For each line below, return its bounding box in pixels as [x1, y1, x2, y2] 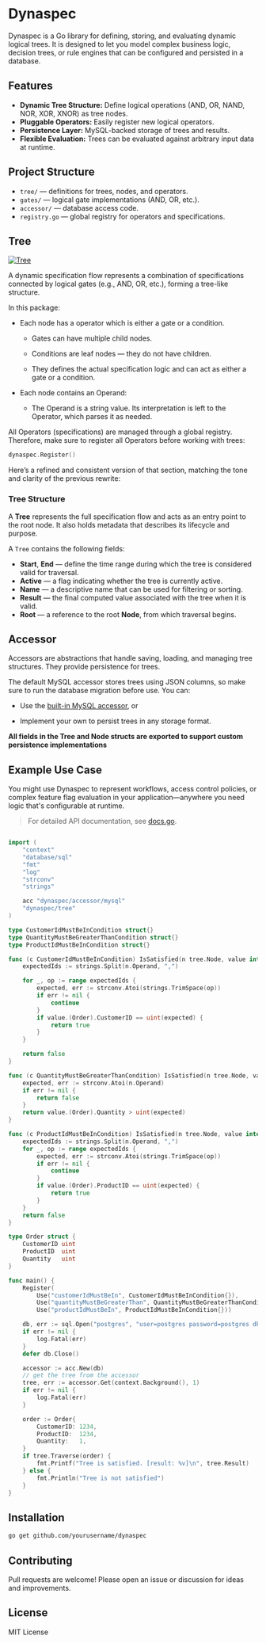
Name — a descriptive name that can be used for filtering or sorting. [19, 584, 243, 594]
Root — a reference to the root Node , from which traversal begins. [19, 609, 237, 619]
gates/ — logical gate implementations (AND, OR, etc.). [19, 195, 199, 204]
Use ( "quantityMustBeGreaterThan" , [36, 1298, 150, 1307]
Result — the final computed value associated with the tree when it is [19, 593, 247, 602]
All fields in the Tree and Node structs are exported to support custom [8, 732, 244, 741]
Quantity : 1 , [36, 1437, 87, 1446]
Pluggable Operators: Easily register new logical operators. [19, 116, 215, 127]
